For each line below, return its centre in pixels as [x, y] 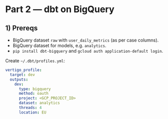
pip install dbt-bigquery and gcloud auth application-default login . [88, 51]
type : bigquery [35, 89]
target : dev [23, 74]
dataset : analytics [39, 103]
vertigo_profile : [24, 70]
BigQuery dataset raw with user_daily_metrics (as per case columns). [86, 40]
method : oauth [34, 94]
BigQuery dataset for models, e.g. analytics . [59, 46]
